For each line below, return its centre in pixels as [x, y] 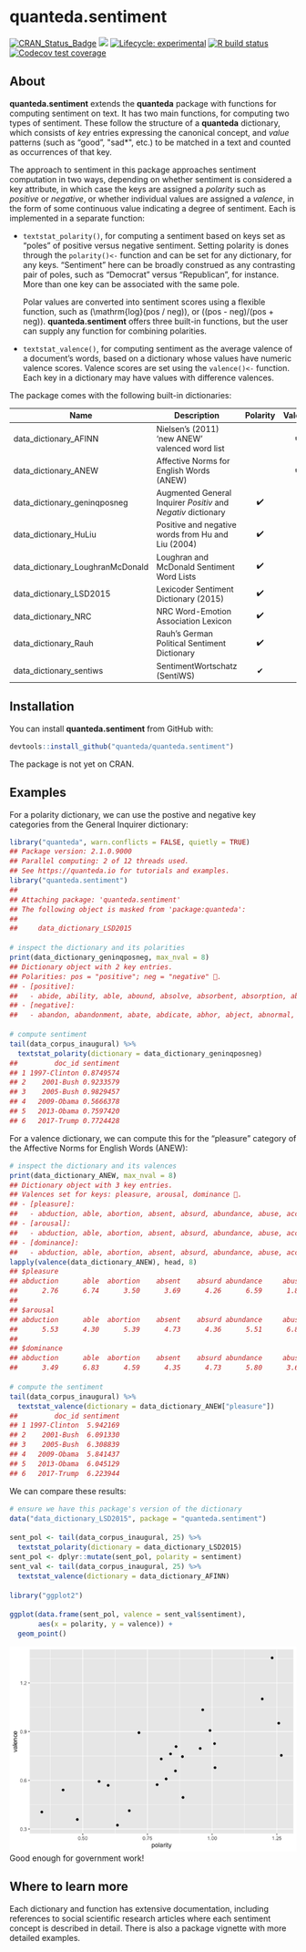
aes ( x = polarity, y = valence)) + [105, 1625]
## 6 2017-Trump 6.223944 [65, 1473]
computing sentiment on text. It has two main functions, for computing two [149, 113]
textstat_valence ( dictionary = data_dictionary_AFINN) [124, 1576]
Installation [42, 707]
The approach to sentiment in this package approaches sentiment [133, 170]
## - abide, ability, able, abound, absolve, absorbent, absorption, [148, 996]
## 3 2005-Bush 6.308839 [65, 1445]
